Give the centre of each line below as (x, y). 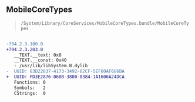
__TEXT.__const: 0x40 (40, 60)
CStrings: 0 (30, 93)
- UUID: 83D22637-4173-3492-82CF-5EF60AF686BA (65, 71)
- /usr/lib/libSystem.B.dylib (51, 66)
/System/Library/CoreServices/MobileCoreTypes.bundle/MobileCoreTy (105, 23)
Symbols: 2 (30, 88)
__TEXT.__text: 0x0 (38, 55)
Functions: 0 (30, 82)
